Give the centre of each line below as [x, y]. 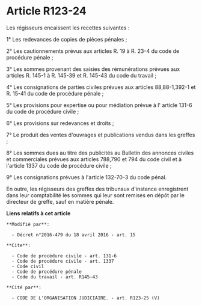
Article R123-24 [46, 11]
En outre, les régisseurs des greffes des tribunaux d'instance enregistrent [97, 189]
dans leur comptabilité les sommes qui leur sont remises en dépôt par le [96, 195]
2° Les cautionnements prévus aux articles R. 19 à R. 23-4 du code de [93, 51]
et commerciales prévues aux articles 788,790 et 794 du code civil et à [94, 159]
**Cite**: [19, 245]
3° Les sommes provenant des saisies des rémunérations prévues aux [93, 69]
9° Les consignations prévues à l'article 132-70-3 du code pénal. [87, 177]
